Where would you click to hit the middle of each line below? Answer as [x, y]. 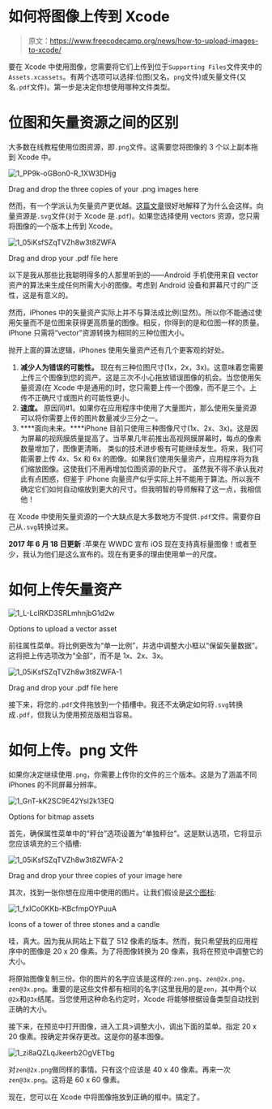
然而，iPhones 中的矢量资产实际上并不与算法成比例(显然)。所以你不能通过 [132, 312]
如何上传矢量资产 [66, 590]
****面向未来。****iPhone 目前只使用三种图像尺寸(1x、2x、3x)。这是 [136, 428]
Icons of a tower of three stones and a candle [84, 924]
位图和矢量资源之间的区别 [94, 123]
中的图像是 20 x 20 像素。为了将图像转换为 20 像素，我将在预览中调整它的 [139, 951]
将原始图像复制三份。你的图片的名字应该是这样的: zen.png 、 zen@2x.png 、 [129, 978]
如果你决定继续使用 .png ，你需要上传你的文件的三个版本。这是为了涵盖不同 [133, 774]
